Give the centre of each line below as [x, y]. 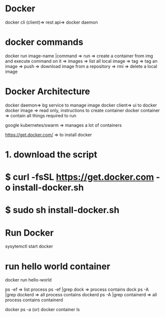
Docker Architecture [48, 91]
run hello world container [58, 266]
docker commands [44, 42]
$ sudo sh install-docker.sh [62, 210]
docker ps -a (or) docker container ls [43, 310]
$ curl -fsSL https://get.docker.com [80, 177]
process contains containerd [34, 300]
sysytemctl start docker [29, 247]
